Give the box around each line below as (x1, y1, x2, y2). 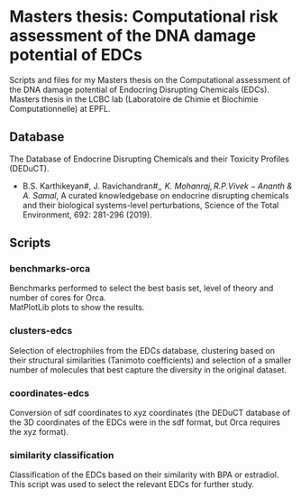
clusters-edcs (9, 325, 73, 337)
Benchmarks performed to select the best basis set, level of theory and (9, 282, 274, 294)
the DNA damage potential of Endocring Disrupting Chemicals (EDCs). (9, 84, 270, 95)
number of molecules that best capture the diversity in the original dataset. (9, 364, 287, 375)
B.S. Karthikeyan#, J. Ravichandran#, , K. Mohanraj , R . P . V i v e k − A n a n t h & (22, 180, 293, 191)
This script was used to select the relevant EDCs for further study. (9, 479, 255, 490)
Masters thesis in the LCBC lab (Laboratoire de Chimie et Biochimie (9, 93, 259, 105)
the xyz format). (9, 427, 69, 438)
